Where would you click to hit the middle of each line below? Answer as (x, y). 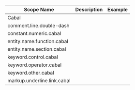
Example (118, 9)
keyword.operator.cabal (35, 65)
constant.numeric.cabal (34, 33)
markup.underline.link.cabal (39, 81)
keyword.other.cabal (31, 73)
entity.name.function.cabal (38, 41)
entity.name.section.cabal (37, 49)
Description (89, 9)
